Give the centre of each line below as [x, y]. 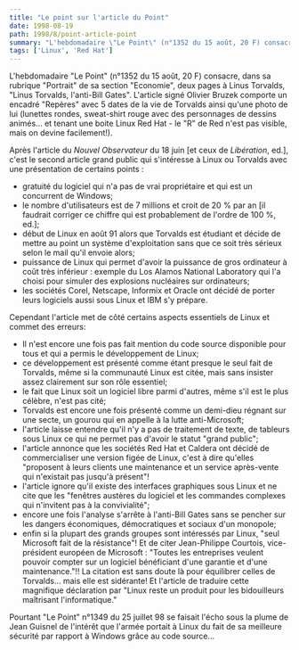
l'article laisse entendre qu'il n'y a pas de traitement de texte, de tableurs [156, 430]
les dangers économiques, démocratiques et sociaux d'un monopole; [149, 524]
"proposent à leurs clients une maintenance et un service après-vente [150, 467]
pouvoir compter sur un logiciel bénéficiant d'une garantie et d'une [145, 562]
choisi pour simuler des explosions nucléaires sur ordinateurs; [136, 281]
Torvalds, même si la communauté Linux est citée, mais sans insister [148, 373]
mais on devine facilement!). [61, 133]
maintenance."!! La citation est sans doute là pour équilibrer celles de [149, 572]
